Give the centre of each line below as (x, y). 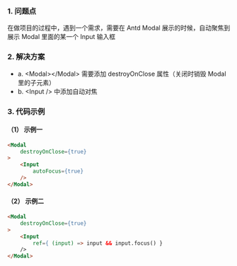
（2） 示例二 (26, 201)
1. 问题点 (22, 11)
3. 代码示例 (26, 111)
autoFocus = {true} (58, 171)
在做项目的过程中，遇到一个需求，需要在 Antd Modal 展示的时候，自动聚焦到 (119, 28)
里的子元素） (36, 82)
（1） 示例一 (25, 129)
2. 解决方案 (26, 57)
